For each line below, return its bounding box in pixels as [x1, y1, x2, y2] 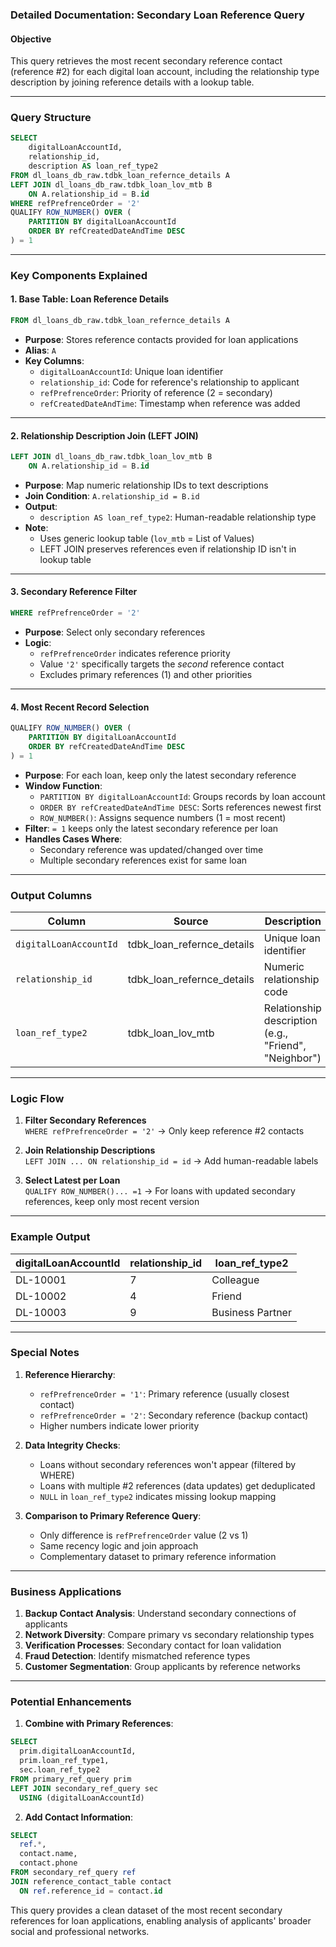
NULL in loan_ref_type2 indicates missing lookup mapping [39, 1490, 277, 1502]
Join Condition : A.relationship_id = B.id [24, 489, 200, 502]
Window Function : [24, 779, 103, 792]
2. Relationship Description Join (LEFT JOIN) [10, 429, 199, 442]
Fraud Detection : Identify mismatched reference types [24, 1650, 251, 1662]
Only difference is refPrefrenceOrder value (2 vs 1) [39, 1529, 249, 1541]
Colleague [211, 1273, 260, 1287]
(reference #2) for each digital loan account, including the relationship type [10, 66, 320, 78]
